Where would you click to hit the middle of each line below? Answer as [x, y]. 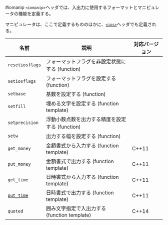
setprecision [23, 123]
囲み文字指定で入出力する [76, 208]
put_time [18, 196]
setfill [17, 106]
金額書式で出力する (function [80, 161]
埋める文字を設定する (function [82, 103]
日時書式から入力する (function [82, 177]
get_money [19, 148]
